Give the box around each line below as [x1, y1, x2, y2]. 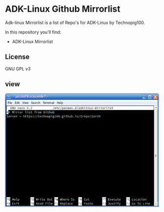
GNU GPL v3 [5, 66, 31, 71]
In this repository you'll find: [5, 29, 61, 35]
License [5, 53, 30, 61]
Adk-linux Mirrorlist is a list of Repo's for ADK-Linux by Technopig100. [5, 20, 145, 25]
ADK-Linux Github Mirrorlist [5, 3, 121, 15]
